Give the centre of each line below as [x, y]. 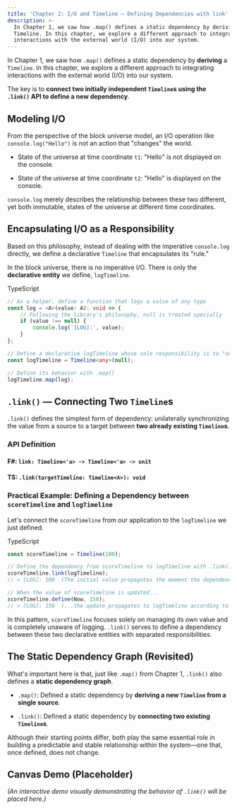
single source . [39, 702]
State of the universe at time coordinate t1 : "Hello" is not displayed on [119, 157]
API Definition [32, 445]
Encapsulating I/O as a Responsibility [91, 229]
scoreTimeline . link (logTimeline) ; [58, 573]
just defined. [25, 527]
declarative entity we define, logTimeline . [69, 275]
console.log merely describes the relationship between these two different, [117, 199]
